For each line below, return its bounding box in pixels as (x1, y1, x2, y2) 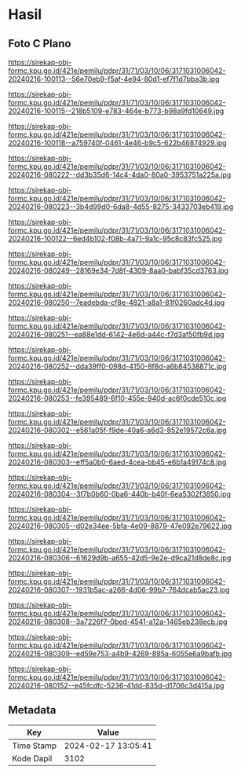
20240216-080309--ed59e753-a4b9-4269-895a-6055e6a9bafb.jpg (8, 649, 232, 658)
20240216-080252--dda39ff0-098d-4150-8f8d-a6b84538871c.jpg (8, 361, 227, 371)
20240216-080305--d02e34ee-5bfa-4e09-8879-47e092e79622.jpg (8, 521, 232, 530)
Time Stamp (12, 740, 57, 751)
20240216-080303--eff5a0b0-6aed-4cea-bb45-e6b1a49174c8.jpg (8, 457, 227, 467)
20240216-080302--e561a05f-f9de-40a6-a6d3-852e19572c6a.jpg (8, 426, 227, 435)
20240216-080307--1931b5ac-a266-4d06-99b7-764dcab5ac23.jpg (8, 585, 230, 594)
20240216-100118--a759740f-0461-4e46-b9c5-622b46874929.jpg (8, 138, 227, 147)
